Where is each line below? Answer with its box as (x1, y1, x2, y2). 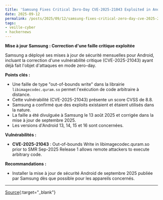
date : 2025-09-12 (5, 12, 40, 16)
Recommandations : (5, 161, 47, 167)
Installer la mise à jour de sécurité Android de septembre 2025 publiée (12, 170, 153, 176)
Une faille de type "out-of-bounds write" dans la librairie (12, 81, 125, 87)
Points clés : (5, 72, 31, 77)
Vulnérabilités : (5, 132, 37, 138)
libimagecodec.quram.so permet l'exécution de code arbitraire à (12, 87, 139, 92)
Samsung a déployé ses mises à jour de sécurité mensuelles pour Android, (5, 52, 154, 58)
